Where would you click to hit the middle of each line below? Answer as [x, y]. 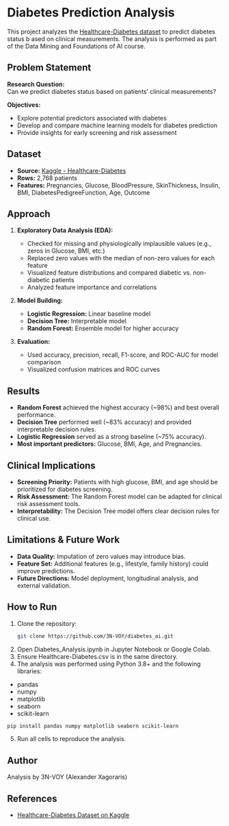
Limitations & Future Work [64, 540]
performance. [36, 415]
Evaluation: [33, 342]
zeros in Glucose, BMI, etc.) [66, 251]
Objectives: [24, 105]
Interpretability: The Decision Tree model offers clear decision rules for [118, 511]
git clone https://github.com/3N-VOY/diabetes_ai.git [95, 636]
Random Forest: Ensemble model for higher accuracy [103, 328]
